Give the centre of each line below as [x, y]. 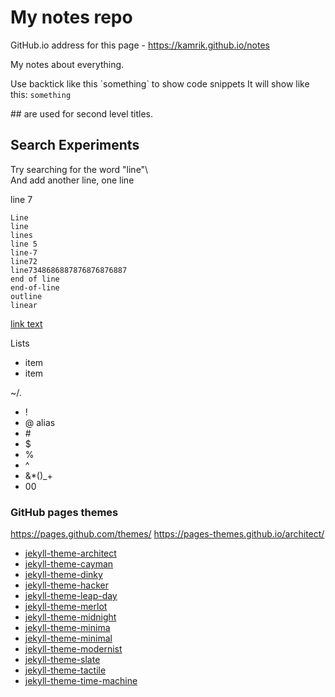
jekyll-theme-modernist [73, 649]
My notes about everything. [67, 64]
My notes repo [71, 17]
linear [24, 305]
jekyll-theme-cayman [69, 564]
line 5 [24, 244]
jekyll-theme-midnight [70, 617]
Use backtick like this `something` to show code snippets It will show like [160, 83]
